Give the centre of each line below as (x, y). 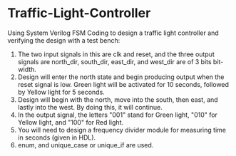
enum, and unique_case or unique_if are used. (86, 145)
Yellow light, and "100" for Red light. (70, 122)
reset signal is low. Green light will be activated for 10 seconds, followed (123, 84)
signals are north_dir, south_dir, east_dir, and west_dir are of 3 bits (114, 61)
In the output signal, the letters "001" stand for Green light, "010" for (117, 115)
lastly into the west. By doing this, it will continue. (90, 107)
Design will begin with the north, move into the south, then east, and (118, 99)
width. (27, 69)
